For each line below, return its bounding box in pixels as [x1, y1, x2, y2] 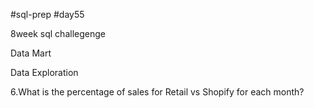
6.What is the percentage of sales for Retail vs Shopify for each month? [10, 86, 305, 98]
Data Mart [10, 47, 52, 59]
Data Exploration [10, 67, 79, 78]
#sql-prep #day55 [10, 9, 85, 20]
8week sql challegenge [10, 28, 106, 39]
